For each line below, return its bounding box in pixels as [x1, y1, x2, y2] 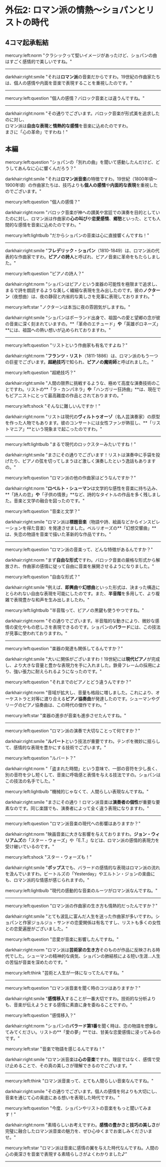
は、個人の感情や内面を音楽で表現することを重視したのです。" [5, 80, 132, 86]
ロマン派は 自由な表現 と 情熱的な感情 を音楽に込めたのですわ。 [5, 123, 131, 129]
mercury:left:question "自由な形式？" [5, 574, 81, 580]
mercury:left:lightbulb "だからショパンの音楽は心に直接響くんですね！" [5, 232, 150, 238]
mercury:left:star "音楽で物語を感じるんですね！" [5, 1046, 105, 1052]
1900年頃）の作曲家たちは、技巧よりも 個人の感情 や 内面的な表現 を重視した [5, 182, 158, 188]
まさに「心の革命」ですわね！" [5, 129, 68, 135]
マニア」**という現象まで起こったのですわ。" [9, 426, 102, 432]
